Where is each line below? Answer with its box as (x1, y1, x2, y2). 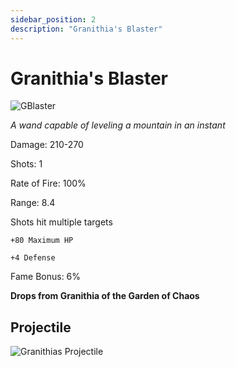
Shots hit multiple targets (10, 216, 113, 228)
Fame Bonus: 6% (10, 271, 82, 283)
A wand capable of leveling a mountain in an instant (10, 119, 226, 131)
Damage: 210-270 (10, 139, 84, 151)
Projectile (10, 319, 72, 336)
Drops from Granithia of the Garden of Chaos (10, 290, 200, 302)
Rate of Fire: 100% (10, 177, 87, 190)
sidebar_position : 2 (10, 14, 97, 25)
